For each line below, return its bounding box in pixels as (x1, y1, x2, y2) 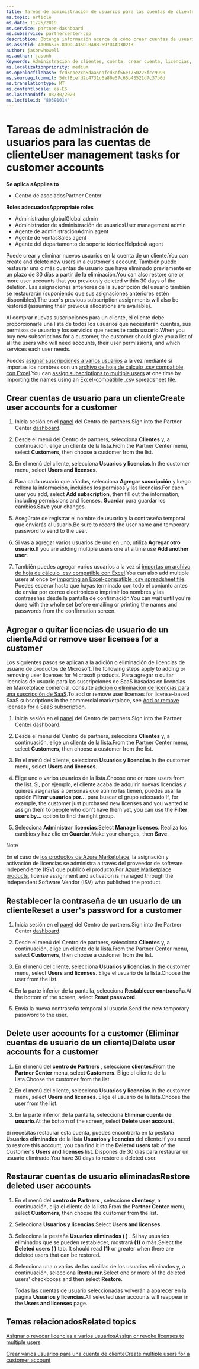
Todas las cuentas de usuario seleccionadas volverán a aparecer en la (14, 1287, 187, 1294)
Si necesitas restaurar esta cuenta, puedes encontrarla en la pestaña (6, 1129, 175, 1136)
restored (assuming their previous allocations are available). (6, 302, 152, 309)
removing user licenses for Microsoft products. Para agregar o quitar (6, 671, 174, 679)
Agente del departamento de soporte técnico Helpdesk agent (14, 240, 163, 247)
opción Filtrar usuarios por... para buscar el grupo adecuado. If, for (14, 793, 179, 800)
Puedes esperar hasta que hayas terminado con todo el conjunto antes (14, 582, 188, 589)
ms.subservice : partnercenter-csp (6, 31, 92, 37)
